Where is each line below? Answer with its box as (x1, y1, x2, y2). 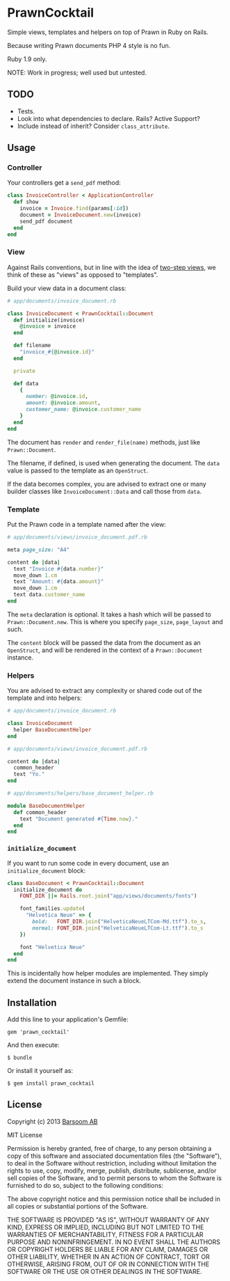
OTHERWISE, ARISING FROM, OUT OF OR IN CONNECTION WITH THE (7, 1259, 210, 1268)
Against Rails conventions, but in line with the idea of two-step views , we (7, 263, 217, 271)
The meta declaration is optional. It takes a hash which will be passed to (7, 610, 212, 619)
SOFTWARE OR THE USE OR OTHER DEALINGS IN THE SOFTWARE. (7, 1267, 202, 1275)
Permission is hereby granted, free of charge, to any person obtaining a (7, 1144, 212, 1152)
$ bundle (7, 1054, 33, 1062)
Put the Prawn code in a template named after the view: (7, 520, 167, 529)
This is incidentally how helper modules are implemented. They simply (7, 969, 208, 978)
